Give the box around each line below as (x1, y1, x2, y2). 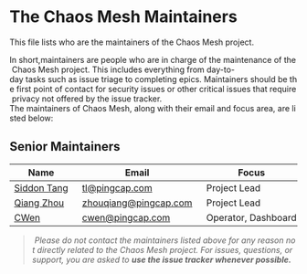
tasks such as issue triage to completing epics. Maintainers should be (26, 73, 288, 84)
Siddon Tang (14, 181, 69, 194)
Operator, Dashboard (206, 211, 297, 224)
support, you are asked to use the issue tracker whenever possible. (31, 254, 292, 265)
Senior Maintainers (9, 139, 121, 154)
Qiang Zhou (14, 196, 65, 209)
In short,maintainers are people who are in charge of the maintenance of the (9, 54, 297, 65)
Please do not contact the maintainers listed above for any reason (34, 235, 285, 246)
